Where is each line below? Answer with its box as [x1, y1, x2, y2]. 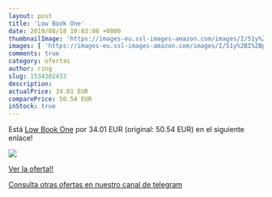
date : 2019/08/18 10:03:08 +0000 [8, 27, 121, 35]
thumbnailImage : [8, 34, 63, 43]
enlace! [8, 133, 33, 143]
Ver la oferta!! [8, 164, 54, 174]
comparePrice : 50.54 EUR [8, 95, 92, 103]
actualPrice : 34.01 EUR [8, 87, 89, 96]
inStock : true [8, 102, 57, 110]
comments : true [8, 49, 60, 58]
